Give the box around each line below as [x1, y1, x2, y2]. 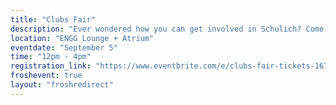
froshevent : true [10, 71, 83, 81]
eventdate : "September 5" [10, 42, 118, 53]
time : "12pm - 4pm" [10, 52, 92, 62]
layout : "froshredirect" [10, 80, 114, 90]
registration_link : [10, 61, 92, 71]
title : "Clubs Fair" [10, 14, 97, 25]
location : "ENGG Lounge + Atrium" [10, 33, 155, 43]
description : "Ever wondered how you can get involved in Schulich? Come [10, 24, 325, 34]
